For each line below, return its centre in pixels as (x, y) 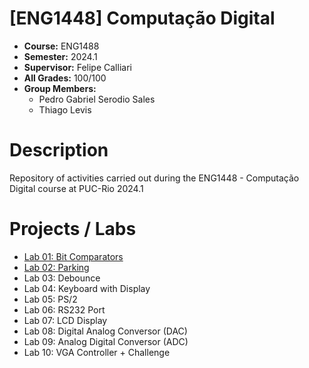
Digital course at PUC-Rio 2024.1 (76, 188)
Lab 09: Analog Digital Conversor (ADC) (106, 341)
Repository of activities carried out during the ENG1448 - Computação (154, 178)
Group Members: (60, 88)
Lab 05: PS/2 (50, 299)
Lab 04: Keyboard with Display (87, 288)
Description (59, 150)
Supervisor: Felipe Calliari (77, 67)
